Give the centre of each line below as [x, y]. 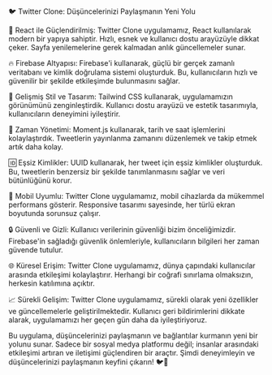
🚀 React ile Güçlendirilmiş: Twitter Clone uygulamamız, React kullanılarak [130, 30]
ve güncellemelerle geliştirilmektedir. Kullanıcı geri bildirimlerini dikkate [127, 311]
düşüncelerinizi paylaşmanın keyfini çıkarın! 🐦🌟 [89, 362]
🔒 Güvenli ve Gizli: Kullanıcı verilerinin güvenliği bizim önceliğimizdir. [122, 229]
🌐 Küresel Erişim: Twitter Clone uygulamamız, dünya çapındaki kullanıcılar [132, 265]
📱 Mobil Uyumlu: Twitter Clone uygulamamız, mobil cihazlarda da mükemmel [136, 196]
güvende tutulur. [36, 250]
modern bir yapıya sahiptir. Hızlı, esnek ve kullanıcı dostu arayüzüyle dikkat [134, 39]
